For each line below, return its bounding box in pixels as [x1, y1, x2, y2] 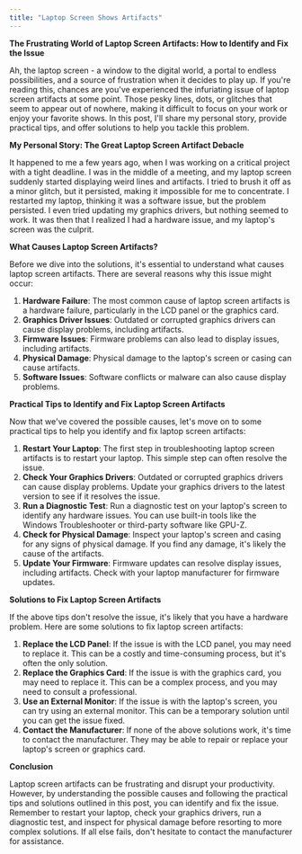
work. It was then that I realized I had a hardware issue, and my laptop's [9, 214, 276, 225]
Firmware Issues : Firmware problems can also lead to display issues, [22, 334, 280, 344]
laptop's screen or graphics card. [22, 743, 146, 754]
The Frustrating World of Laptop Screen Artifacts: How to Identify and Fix [9, 38, 289, 49]
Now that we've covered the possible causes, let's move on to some [9, 415, 262, 427]
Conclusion [9, 761, 54, 771]
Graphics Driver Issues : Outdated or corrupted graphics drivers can [22, 314, 276, 325]
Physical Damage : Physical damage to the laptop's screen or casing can [22, 352, 292, 363]
